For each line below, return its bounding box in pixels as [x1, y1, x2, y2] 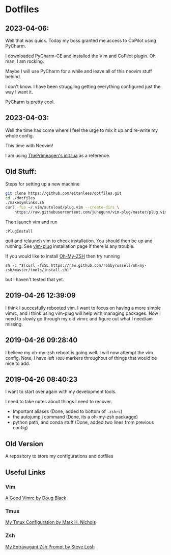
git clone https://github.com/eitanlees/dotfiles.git [5, 191, 122, 196]
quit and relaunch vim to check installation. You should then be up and [5, 238, 153, 244]
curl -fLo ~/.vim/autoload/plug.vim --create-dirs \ [5, 205, 120, 210]
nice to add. [5, 360, 31, 366]
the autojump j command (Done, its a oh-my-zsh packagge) [12, 414, 138, 420]
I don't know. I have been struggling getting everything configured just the [5, 83, 161, 89]
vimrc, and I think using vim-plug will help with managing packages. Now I [5, 310, 161, 316]
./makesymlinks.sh [5, 200, 44, 205]
